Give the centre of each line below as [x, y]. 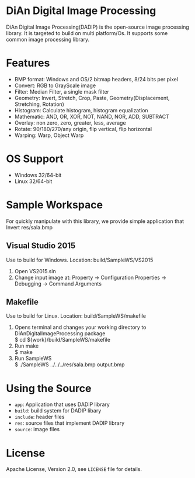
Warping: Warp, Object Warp [49, 135]
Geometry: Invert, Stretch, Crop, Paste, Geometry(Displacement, [92, 98]
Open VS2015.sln [35, 271]
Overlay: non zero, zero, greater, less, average [70, 123]
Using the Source [49, 388]
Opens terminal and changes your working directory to [80, 327]
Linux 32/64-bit [33, 181]
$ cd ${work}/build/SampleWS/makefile [62, 340]
